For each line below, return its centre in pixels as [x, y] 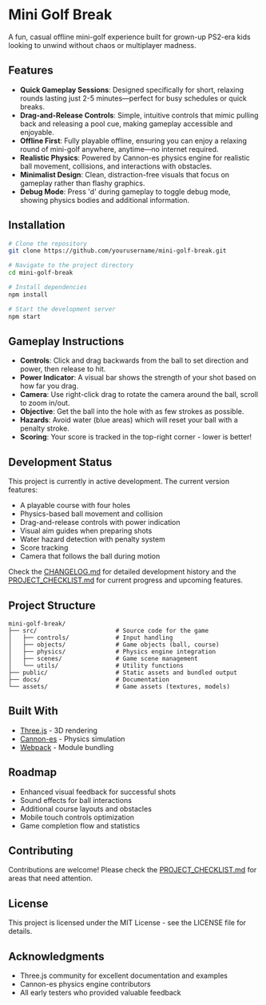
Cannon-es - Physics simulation [72, 739]
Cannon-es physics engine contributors [85, 984]
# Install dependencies [48, 288]
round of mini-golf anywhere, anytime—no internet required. [119, 149]
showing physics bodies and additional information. [105, 200]
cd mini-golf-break [41, 273]
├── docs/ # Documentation [89, 680]
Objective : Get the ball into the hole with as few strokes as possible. [132, 411]
